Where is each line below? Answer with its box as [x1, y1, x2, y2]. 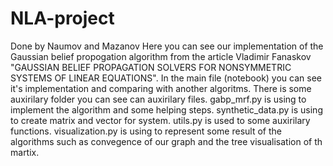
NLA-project [10, 7, 115, 30]
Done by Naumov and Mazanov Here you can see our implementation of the [10, 40, 324, 52]
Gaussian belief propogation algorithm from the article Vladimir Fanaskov [10, 50, 312, 62]
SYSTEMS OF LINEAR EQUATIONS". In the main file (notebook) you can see [10, 72, 322, 84]
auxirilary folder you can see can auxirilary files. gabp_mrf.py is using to [10, 93, 307, 105]
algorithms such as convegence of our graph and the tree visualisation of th [10, 135, 323, 147]
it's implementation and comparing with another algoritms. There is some [10, 82, 312, 94]
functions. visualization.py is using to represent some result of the [10, 125, 282, 137]
